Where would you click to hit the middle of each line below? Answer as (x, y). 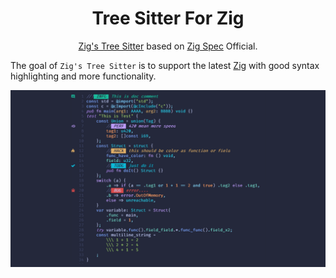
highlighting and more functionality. (83, 76)
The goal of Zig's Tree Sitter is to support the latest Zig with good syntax (165, 65)
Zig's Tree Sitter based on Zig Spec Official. (168, 46)
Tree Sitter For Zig (168, 18)
